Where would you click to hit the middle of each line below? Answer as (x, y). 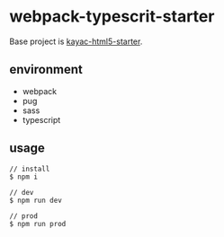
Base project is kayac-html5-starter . (76, 41)
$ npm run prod (38, 224)
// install (30, 169)
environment (46, 70)
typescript (41, 119)
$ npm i (24, 177)
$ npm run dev (36, 200)
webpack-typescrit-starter (112, 17)
